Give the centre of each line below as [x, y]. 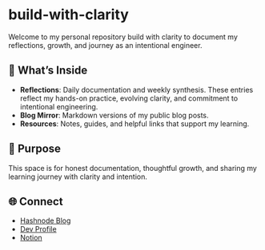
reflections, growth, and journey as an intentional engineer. [105, 45]
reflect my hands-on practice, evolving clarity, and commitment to [129, 98]
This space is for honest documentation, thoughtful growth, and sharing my [133, 168]
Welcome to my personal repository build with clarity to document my [123, 37]
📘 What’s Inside [48, 71]
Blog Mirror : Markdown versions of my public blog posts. [114, 115]
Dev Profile [38, 229]
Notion [31, 238]
